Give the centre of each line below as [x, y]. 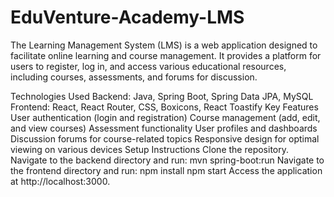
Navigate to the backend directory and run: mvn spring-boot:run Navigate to [167, 160]
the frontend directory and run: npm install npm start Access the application [166, 170]
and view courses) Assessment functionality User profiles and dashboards [164, 128]
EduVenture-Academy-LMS [127, 17]
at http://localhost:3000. [60, 181]
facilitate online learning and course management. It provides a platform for [166, 55]
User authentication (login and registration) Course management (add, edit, [165, 117]
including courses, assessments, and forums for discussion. [134, 77]
